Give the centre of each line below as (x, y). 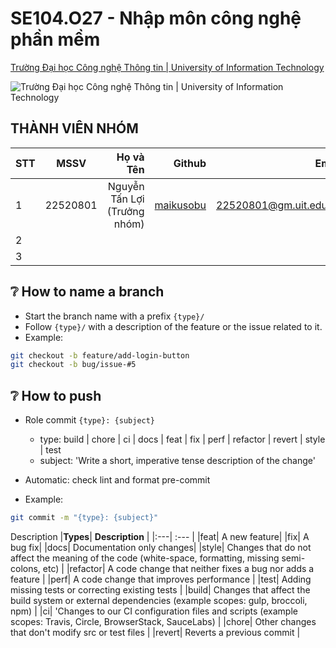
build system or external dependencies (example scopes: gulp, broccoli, (159, 600)
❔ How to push (56, 395)
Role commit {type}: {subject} (90, 420)
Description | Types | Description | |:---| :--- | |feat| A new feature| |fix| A (160, 536)
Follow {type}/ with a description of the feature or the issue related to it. (173, 326)
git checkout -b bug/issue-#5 (73, 365)
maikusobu (180, 205)
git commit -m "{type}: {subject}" (84, 518)
